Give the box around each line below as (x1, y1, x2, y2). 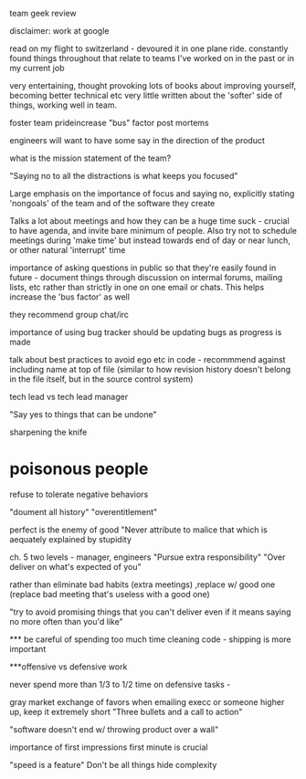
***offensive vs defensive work (9, 661, 128, 672)
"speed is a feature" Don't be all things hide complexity (9, 759, 217, 770)
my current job (9, 63, 65, 73)
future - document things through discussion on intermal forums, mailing (9, 272, 283, 282)
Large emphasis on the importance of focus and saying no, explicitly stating (9, 188, 295, 199)
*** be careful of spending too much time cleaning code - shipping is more (9, 634, 291, 645)
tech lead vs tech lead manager (9, 392, 129, 402)
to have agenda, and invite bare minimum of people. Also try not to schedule (9, 226, 297, 236)
